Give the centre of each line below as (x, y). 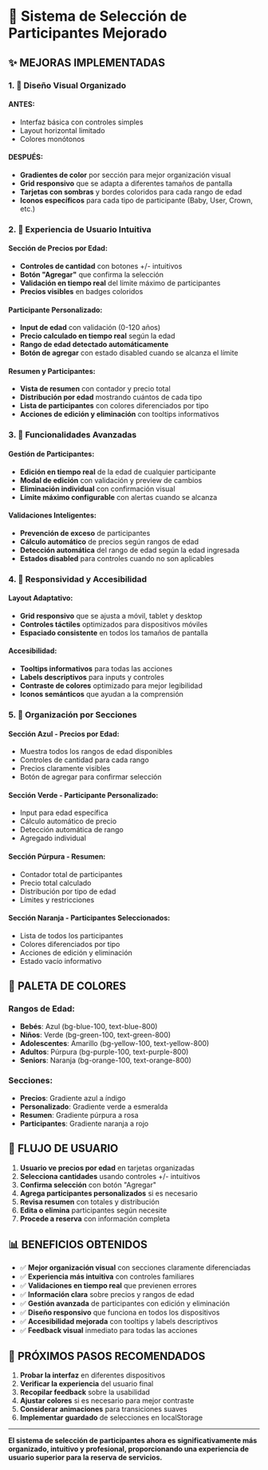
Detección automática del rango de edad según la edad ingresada (130, 550)
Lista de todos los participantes (71, 935)
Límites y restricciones (57, 899)
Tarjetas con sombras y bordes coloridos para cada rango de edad (131, 191)
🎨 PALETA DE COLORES (67, 987)
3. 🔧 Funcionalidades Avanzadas (73, 435)
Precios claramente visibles (65, 768)
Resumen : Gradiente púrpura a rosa (79, 1114)
